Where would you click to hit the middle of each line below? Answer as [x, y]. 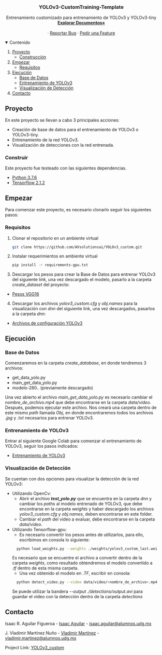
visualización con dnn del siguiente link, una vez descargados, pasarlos [83, 309]
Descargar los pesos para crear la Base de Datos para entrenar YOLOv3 [84, 274]
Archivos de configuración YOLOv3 [47, 323]
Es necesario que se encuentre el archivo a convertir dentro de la [77, 558]
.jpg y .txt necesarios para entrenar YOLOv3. [50, 418]
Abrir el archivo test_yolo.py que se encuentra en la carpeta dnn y [85, 498]
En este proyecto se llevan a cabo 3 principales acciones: [62, 120]
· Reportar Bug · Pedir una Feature [81, 33]
